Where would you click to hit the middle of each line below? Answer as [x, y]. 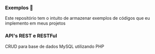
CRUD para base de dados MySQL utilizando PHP [55, 46]
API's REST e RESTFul [31, 36]
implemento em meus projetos [35, 23]
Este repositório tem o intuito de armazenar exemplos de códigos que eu [77, 18]
